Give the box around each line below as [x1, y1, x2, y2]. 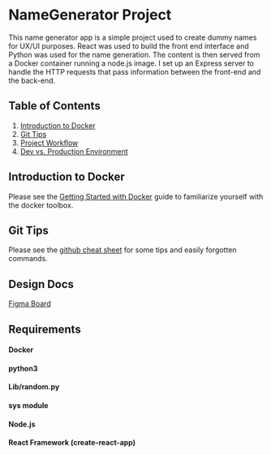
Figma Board [8, 298, 51, 309]
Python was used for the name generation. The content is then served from [8, 49, 260, 59]
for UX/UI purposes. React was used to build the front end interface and [8, 41, 249, 50]
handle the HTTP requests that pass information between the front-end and [8, 67, 261, 76]
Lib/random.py [8, 382, 60, 392]
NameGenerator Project [8, 6, 172, 24]
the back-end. [8, 75, 56, 85]
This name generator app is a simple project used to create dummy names [8, 32, 257, 42]
